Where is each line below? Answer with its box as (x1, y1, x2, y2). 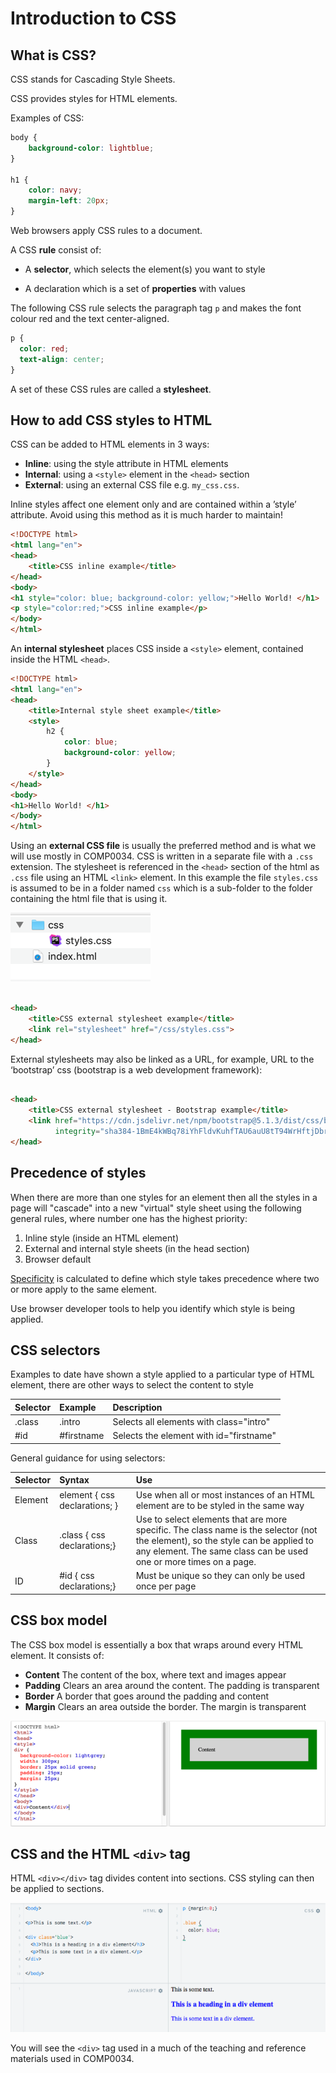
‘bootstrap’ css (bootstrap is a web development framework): (10, 1063, 263, 1076)
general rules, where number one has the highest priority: (10, 1212, 248, 1224)
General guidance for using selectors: (10, 1452, 166, 1464)
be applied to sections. (10, 1883, 105, 1895)
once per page (135, 1580, 197, 1592)
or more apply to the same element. (10, 1283, 158, 1295)
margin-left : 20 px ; (28, 196, 110, 206)
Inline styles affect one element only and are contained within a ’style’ (10, 498, 297, 511)
